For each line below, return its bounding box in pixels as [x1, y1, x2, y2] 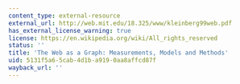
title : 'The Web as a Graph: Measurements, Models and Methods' [8, 49, 229, 57]
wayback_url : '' [8, 64, 63, 72]
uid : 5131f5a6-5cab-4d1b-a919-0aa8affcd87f [8, 57, 157, 65]
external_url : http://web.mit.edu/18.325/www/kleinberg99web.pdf [8, 19, 232, 27]
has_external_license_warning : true [8, 26, 131, 34]
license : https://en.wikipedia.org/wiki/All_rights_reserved [8, 34, 218, 42]
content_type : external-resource [8, 11, 121, 20]
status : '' [8, 42, 45, 50]
